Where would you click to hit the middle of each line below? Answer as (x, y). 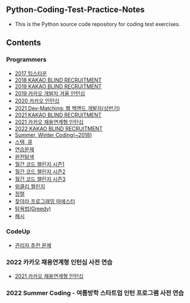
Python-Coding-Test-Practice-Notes (75, 10)
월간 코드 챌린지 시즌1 (40, 164)
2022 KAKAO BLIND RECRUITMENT (59, 128)
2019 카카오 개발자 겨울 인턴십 (50, 93)
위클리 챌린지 (30, 186)
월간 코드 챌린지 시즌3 (40, 179)
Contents (24, 43)
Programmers (26, 60)
